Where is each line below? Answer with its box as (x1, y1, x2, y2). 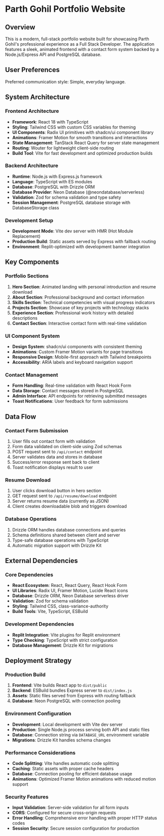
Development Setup (5, 217, 53, 224)
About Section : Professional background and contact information (12, 294, 144, 300)
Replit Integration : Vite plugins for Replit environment (12, 632, 120, 638)
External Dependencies (5, 557, 78, 565)
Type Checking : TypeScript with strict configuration (12, 637, 117, 643)
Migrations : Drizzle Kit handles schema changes (12, 737, 111, 743)
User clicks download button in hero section (12, 488, 101, 494)
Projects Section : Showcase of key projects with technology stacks (12, 304, 149, 310)
